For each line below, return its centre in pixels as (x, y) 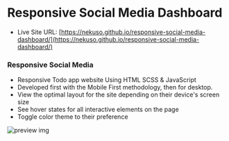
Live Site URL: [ (39, 32)
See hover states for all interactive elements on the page (98, 110)
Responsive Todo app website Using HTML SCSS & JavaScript (107, 80)
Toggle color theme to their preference (73, 117)
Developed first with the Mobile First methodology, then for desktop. (115, 88)
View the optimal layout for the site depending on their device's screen (118, 94)
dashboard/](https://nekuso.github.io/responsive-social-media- (108, 39)
